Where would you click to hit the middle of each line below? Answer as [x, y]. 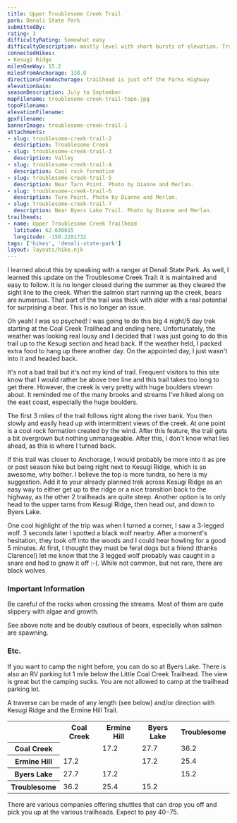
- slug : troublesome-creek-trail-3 [60, 152]
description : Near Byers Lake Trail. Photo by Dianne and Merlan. [113, 211]
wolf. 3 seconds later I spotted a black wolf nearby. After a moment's [108, 533]
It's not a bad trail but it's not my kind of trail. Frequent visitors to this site [114, 372]
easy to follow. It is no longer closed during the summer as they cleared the [117, 285]
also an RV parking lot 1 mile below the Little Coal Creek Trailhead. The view [117, 673]
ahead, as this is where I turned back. [62, 446]
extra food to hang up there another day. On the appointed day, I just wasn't [117, 351]
